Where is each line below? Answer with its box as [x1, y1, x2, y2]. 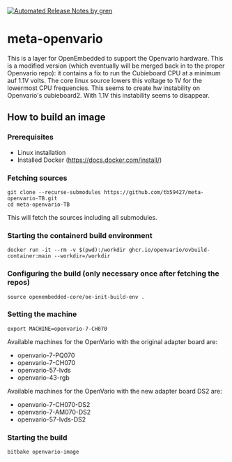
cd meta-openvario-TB [7, 201, 70, 208]
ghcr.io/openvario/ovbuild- [128, 246, 210, 254]
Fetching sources [7, 173, 68, 183]
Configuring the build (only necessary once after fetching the [7, 269, 219, 278]
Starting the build [7, 433, 68, 442]
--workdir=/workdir [54, 253, 111, 260]
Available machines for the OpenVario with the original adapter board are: [7, 337, 218, 345]
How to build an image [7, 112, 106, 124]
